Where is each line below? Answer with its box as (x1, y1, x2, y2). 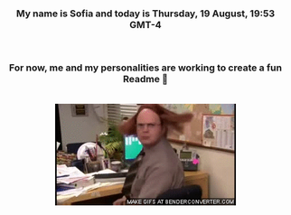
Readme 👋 (123, 73, 168, 86)
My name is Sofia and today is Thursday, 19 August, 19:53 (15, 7, 276, 20)
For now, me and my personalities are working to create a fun (8, 61, 283, 74)
